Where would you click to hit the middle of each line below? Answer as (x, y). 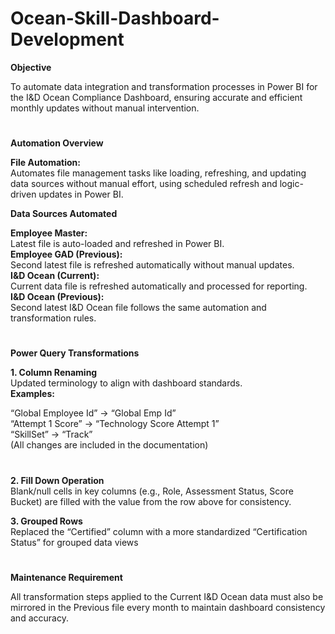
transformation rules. (53, 318)
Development (67, 39)
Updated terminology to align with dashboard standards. (126, 383)
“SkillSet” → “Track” (51, 434)
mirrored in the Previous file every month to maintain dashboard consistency (168, 607)
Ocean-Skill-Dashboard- (115, 18)
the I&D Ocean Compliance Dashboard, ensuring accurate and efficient (156, 97)
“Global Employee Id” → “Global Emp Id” (93, 413)
